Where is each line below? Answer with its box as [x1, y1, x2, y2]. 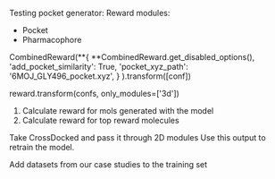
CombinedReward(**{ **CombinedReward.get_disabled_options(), [9, 52, 255, 62]
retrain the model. [9, 142, 75, 152]
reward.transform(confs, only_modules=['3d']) [9, 89, 180, 98]
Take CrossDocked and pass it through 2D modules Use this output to [9, 132, 266, 142]
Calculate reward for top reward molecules [21, 115, 180, 125]
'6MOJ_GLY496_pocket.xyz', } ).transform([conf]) [9, 71, 192, 81]
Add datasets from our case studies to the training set [9, 159, 208, 169]
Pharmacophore [21, 35, 82, 45]
